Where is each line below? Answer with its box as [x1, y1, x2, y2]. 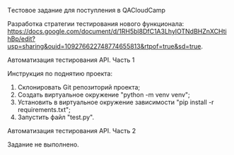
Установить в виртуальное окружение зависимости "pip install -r [17, 98, 214, 106]
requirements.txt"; [17, 106, 71, 113]
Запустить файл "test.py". [17, 113, 95, 121]
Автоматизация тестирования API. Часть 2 [7, 127, 136, 135]
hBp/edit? [7, 35, 35, 43]
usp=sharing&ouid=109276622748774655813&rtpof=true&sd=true [7, 42, 201, 50]
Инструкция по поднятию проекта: [7, 70, 113, 77]
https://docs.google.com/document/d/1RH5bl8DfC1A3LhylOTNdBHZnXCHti [7, 27, 228, 35]
